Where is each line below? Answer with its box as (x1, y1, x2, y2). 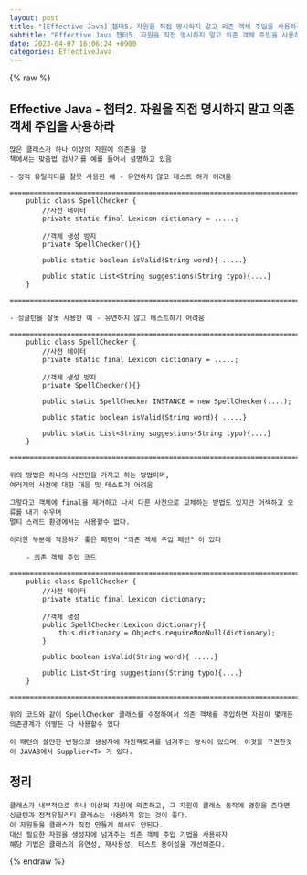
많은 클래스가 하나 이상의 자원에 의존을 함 (9, 144, 147, 154)
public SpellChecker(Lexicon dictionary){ (42, 620, 206, 629)
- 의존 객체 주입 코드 (26, 552, 97, 562)
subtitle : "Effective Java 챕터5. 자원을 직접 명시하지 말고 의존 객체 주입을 (9, 30, 279, 39)
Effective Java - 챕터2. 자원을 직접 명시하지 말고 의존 (9, 101, 295, 117)
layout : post (9, 13, 59, 23)
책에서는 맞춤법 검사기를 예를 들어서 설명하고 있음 (9, 155, 172, 164)
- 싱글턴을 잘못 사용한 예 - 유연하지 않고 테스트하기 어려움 (9, 313, 206, 323)
